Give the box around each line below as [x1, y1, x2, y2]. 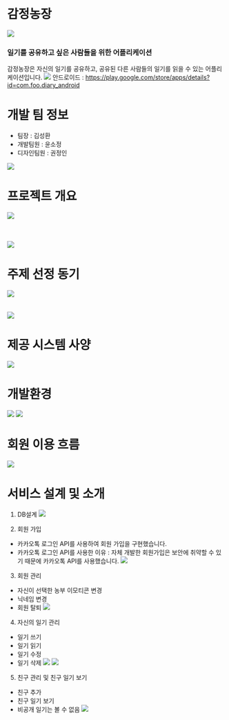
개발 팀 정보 [7, 108, 69, 123]
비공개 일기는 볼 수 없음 [17, 705, 81, 713]
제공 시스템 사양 [7, 338, 91, 353]
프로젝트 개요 [7, 188, 77, 204]
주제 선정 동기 [7, 266, 80, 282]
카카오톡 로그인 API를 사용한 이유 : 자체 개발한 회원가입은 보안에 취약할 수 [17, 548, 215, 556]
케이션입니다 [7, 73, 41, 81]
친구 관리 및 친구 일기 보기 [17, 673, 88, 681]
